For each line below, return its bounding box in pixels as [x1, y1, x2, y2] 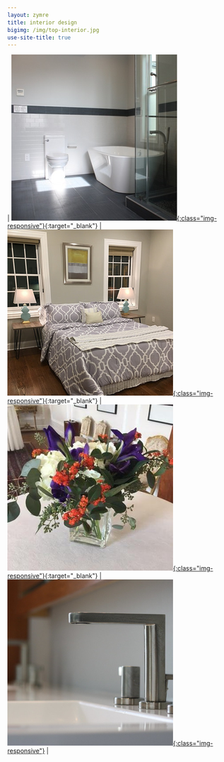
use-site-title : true [7, 34, 71, 41]
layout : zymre [7, 11, 49, 18]
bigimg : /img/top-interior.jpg [7, 26, 100, 33]
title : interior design [7, 18, 78, 26]
